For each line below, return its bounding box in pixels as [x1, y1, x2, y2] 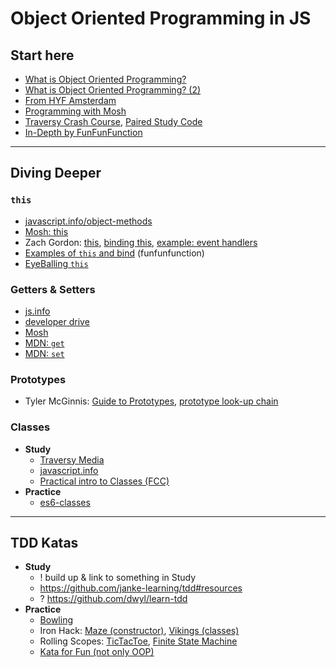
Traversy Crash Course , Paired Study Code [24, 116, 203, 127]
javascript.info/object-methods [24, 215, 153, 227]
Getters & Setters [10, 282, 96, 296]
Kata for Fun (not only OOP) [39, 646, 155, 658]
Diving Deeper [10, 165, 102, 182]
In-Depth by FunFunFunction [24, 127, 143, 138]
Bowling [39, 614, 73, 626]
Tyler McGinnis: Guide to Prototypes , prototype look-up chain [24, 395, 279, 407]
